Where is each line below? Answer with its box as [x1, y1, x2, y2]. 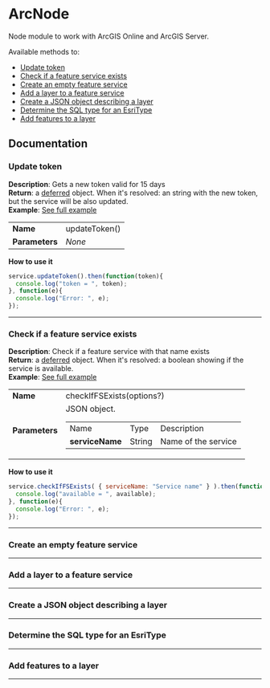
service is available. [8, 364, 74, 373]
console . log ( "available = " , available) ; [15, 491, 157, 499]
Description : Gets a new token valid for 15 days [8, 179, 166, 189]
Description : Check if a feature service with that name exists [8, 347, 211, 356]
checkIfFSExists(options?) [65, 390, 165, 401]
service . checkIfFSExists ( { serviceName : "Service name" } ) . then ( [8, 482, 239, 491]
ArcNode [8, 5, 70, 23]
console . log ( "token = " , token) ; [15, 279, 128, 287]
